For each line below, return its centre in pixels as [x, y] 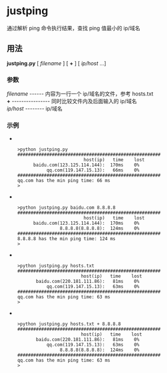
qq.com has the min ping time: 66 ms [64, 181]
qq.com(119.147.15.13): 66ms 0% [93, 170]
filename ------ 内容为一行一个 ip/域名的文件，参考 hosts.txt [80, 94]
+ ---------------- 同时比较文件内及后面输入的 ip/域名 [72, 101]
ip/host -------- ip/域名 [35, 109]
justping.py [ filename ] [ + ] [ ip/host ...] [57, 63]
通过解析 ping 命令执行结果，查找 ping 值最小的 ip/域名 [74, 28]
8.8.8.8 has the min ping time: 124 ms [67, 239]
